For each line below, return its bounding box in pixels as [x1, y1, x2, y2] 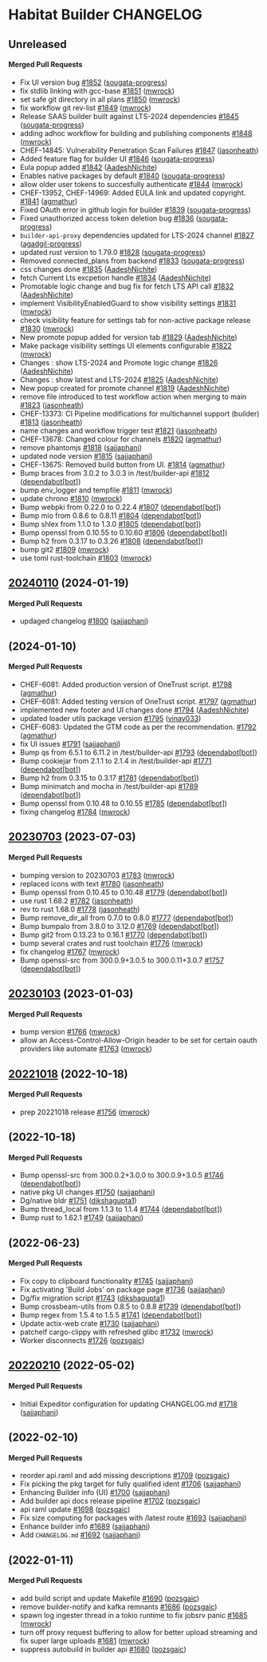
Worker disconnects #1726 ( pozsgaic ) [19, 1335, 145, 1345]
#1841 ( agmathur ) [19, 196, 78, 205]
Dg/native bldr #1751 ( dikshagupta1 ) [19, 1196, 137, 1206]
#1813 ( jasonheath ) [19, 417, 83, 427]
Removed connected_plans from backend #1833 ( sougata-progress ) [19, 256, 245, 265]
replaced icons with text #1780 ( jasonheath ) [19, 879, 165, 888]
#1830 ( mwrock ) [19, 324, 74, 333]
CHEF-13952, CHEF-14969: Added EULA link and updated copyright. [19, 188, 246, 197]
